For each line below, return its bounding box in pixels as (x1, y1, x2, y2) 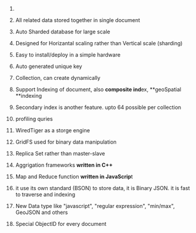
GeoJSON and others (15, 209, 68, 216)
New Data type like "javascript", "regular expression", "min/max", (15, 203, 175, 209)
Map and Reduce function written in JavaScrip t (15, 173, 133, 180)
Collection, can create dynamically (15, 74, 101, 81)
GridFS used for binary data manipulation (15, 138, 117, 145)
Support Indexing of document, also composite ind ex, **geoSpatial (15, 86, 181, 93)
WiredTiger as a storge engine (15, 127, 90, 133)
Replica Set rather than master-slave (15, 150, 105, 157)
